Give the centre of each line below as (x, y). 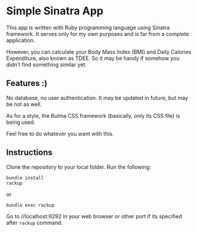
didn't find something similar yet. (47, 65)
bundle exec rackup (30, 205)
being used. (21, 122)
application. (21, 40)
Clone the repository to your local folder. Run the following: (79, 167)
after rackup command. (34, 222)
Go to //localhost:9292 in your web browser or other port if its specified (94, 216)
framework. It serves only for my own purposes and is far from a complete (98, 33)
